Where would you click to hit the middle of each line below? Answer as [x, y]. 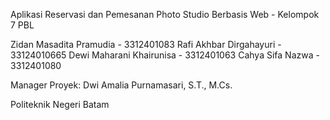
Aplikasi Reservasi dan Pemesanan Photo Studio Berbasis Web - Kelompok [165, 14]
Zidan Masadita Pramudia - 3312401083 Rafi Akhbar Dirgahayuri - [146, 44]
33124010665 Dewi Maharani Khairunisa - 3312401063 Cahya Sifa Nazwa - [165, 55]
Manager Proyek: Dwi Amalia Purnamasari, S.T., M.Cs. [121, 85]
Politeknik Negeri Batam [60, 104]
